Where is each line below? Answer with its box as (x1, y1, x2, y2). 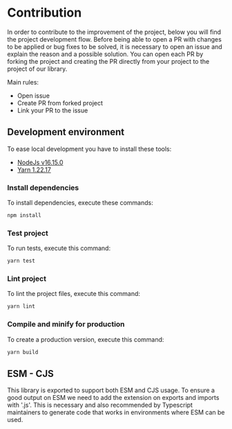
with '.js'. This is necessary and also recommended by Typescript (7, 401, 193, 410)
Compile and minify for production (7, 319, 126, 329)
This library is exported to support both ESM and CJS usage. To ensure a (7, 386, 215, 394)
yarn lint (7, 303, 36, 310)
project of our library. (7, 64, 68, 73)
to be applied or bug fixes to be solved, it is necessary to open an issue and (7, 42, 222, 51)
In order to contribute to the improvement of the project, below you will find (7, 28, 222, 36)
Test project (7, 228, 48, 238)
